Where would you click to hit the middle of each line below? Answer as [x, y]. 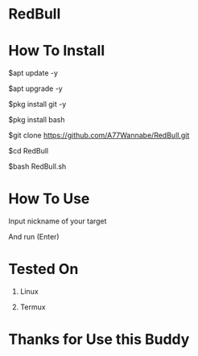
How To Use [49, 199]
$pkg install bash [37, 120]
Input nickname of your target [58, 221]
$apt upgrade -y [35, 88]
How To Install [57, 51]
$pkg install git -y [37, 104]
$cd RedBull [29, 151]
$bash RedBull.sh [37, 166]
